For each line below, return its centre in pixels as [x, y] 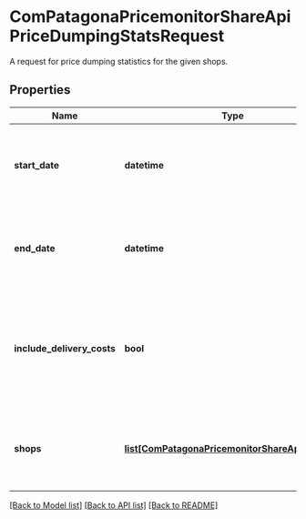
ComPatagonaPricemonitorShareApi [150, 17]
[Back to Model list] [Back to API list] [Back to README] [114, 505]
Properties [40, 90]
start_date [37, 165]
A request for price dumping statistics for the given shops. [119, 61]
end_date [35, 248]
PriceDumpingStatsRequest [117, 36]
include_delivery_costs [65, 348]
